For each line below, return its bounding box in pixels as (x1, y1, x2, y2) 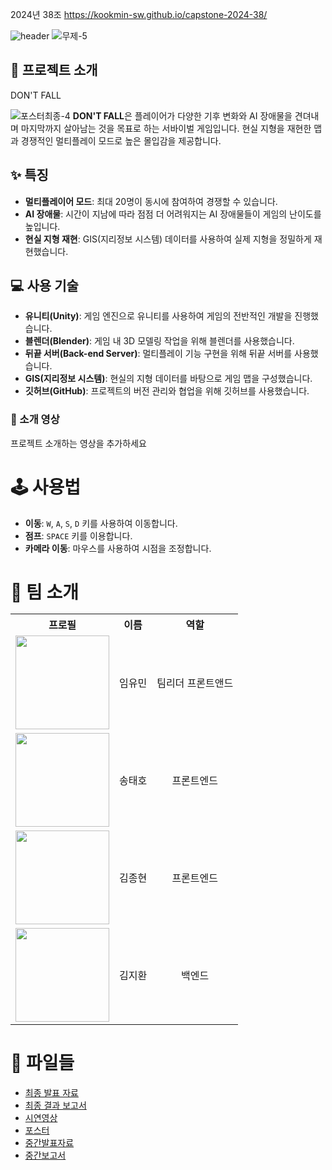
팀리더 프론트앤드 (156, 676, 234, 690)
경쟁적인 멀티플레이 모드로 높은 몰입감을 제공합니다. (20, 134, 222, 147)
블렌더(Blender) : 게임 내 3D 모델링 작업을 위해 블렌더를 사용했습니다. (24, 335, 295, 347)
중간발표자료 (24, 1136, 75, 1148)
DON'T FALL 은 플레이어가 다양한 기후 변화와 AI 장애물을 (72, 109, 293, 122)
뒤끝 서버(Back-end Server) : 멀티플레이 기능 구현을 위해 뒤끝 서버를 (24, 348, 293, 360)
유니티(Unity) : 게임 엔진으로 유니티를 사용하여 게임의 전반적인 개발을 (24, 310, 293, 322)
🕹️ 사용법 (10, 476, 81, 498)
